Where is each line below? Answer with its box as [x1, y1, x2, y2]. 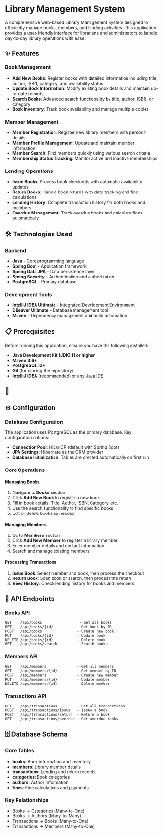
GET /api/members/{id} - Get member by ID [5, 668, 117, 673]
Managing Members [5, 521, 47, 527]
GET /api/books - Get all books [5, 620, 112, 625]
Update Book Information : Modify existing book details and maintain [12, 86, 150, 91]
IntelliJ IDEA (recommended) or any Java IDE [12, 373, 104, 379]
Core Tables [5, 748, 34, 754]
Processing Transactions [5, 559, 57, 565]
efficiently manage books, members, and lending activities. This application [5, 24, 157, 30]
